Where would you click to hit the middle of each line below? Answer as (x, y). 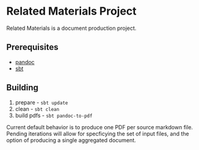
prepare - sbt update (42, 102)
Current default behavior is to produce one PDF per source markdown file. (100, 127)
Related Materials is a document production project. (71, 28)
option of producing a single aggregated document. (71, 140)
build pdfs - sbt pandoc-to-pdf (54, 115)
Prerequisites (32, 47)
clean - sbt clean (37, 109)
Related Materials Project (71, 11)
